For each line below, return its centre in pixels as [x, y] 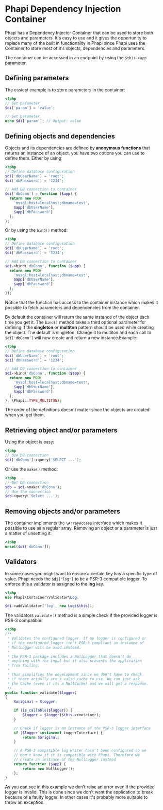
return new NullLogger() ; [49, 769]
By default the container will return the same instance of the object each [77, 317]
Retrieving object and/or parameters [61, 430]
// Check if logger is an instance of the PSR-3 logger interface [82, 728]
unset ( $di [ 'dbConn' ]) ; [28, 547]
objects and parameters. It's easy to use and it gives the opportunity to [76, 38]
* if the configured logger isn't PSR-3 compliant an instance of [76, 643]
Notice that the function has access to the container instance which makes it [81, 302]
